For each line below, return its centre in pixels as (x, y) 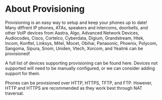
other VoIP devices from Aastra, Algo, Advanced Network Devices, (72, 33)
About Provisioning (45, 9)
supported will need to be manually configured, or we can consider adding (80, 68)
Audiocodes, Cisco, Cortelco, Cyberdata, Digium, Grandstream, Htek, (75, 38)
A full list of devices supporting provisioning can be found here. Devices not (81, 63)
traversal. (15, 93)
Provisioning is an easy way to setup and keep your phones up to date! (76, 22)
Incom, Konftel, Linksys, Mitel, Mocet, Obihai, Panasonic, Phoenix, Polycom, (81, 43)
